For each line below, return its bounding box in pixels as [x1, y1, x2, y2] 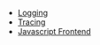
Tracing [17, 17, 46, 27]
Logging [17, 8, 49, 18]
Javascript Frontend [17, 26, 91, 36]
